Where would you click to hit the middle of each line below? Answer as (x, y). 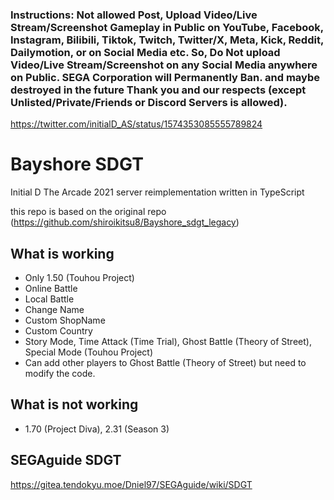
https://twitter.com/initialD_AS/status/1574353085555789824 (136, 124)
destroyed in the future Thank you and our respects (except (158, 90)
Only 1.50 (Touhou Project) (79, 278)
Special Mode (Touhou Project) (89, 352)
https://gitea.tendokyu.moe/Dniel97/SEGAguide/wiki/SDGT (131, 484)
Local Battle (49, 299)
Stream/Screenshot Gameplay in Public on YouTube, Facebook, (167, 27)
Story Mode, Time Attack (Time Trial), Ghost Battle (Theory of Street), (168, 342)
